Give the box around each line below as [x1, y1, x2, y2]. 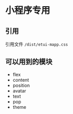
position [12, 82, 30, 88]
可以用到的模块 [5, 57, 53, 66]
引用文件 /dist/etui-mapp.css [5, 41, 68, 47]
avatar [12, 87, 27, 94]
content [12, 77, 29, 83]
